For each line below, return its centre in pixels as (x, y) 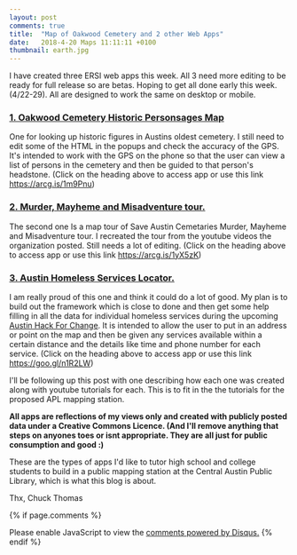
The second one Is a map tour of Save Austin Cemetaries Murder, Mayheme (148, 226)
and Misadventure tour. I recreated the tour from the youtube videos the (141, 235)
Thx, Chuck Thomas (46, 498)
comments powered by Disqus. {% (209, 533)
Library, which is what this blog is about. (83, 481)
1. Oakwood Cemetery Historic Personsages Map (117, 118)
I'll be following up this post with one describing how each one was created (147, 381)
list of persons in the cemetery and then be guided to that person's (132, 165)
